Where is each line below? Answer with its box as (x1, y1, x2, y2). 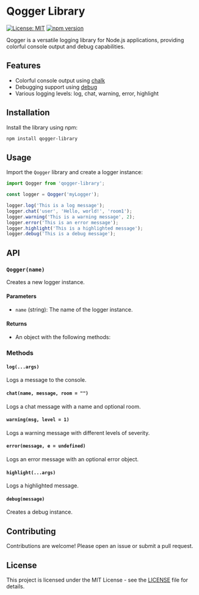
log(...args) (6, 363, 40, 370)
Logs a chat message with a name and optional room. (6, 403, 141, 410)
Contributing (6, 526, 56, 536)
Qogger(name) (6, 266, 45, 273)
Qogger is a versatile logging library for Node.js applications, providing (6, 36, 184, 43)
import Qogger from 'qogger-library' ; (6, 180, 105, 187)
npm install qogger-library (6, 136, 78, 142)
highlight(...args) (6, 469, 56, 476)
